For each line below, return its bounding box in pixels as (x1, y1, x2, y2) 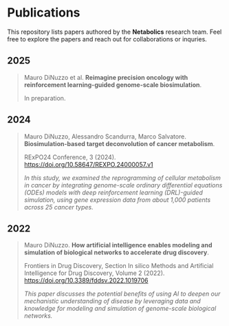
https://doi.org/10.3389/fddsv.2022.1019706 (23, 276, 149, 285)
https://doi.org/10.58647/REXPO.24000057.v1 (23, 160, 153, 168)
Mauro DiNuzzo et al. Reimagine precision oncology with (23, 73, 188, 81)
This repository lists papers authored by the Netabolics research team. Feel (7, 28, 222, 36)
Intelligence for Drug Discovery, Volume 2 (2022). (23, 269, 165, 277)
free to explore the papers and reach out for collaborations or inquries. (7, 34, 208, 43)
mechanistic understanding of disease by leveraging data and (23, 297, 201, 305)
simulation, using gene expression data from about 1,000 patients (23, 195, 211, 204)
